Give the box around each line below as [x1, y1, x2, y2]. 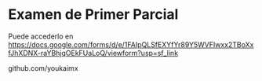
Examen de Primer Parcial [8, 6, 179, 24]
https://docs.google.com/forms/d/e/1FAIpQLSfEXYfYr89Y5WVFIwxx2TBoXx [8, 39, 254, 49]
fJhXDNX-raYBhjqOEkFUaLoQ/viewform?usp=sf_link [8, 48, 179, 57]
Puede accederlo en [8, 31, 74, 41]
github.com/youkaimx [8, 63, 78, 72]
